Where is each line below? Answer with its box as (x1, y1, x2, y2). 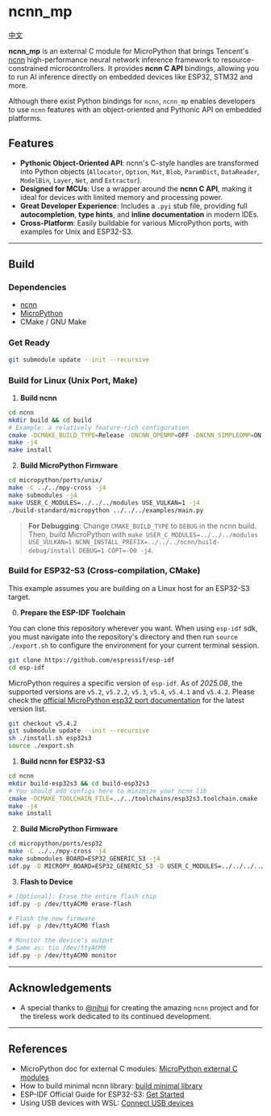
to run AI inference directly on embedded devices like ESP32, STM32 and (8, 72, 253, 81)
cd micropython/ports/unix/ (8, 477, 103, 485)
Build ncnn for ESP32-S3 (19, 756, 106, 766)
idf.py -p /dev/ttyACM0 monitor (8, 952, 117, 960)
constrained (8, 63, 48, 73)
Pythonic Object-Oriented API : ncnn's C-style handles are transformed (19, 158, 260, 168)
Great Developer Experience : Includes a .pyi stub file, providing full (19, 201, 248, 210)
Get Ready (8, 337, 51, 348)
